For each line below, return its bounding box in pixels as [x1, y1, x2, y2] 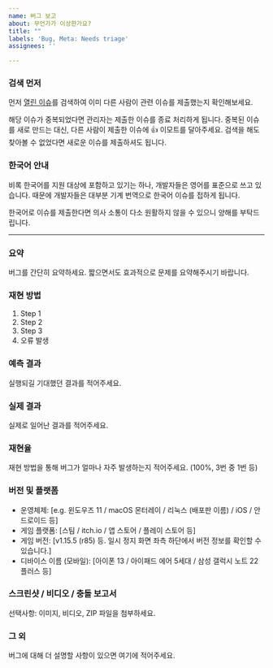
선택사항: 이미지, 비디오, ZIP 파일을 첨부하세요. [8, 608, 156, 618]
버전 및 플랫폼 [8, 485, 59, 497]
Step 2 [19, 318, 43, 327]
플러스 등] [19, 566, 52, 575]
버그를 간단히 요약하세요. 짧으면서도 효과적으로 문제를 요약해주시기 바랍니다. [8, 267, 249, 277]
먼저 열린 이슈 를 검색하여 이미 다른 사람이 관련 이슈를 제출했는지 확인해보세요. [8, 98, 253, 107]
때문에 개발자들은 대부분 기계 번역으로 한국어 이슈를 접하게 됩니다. [32, 190, 240, 200]
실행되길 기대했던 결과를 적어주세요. [8, 378, 122, 388]
